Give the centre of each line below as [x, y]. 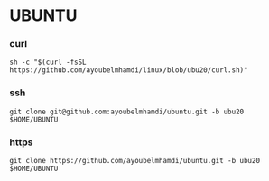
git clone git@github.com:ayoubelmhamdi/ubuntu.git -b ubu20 [127, 112]
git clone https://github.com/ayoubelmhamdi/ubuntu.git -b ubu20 [134, 161]
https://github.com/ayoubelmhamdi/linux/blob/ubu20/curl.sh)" [129, 70]
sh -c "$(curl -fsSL [48, 63]
